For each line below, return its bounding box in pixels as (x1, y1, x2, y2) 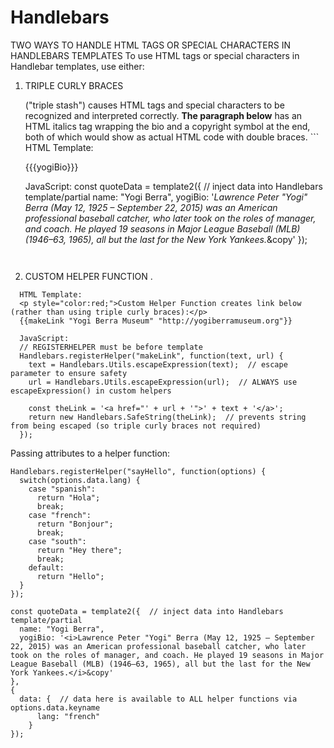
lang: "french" (36, 711, 101, 721)
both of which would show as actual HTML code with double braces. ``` (24, 131, 320, 143)
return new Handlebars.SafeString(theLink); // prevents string (28, 412, 307, 422)
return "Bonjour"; (36, 519, 114, 529)
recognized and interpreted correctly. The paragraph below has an (24, 109, 303, 121)
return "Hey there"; (36, 545, 123, 555)
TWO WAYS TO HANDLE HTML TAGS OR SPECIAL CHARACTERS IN (10, 39, 291, 51)
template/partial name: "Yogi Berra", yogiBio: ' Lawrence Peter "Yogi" (24, 191, 308, 203)
